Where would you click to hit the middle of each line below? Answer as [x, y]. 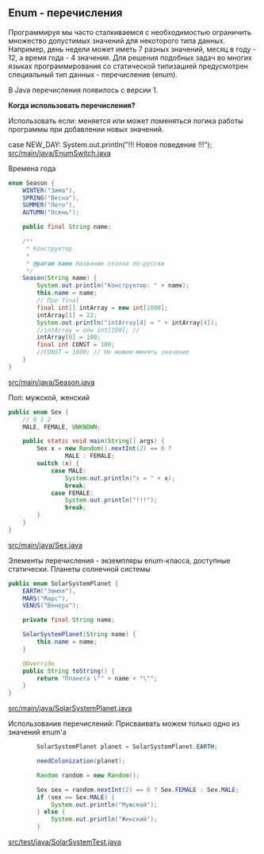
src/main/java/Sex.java [46, 545]
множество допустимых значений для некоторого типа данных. [117, 41]
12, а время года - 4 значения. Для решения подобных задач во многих [130, 57]
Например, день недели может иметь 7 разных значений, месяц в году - [132, 49]
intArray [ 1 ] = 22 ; [67, 315]
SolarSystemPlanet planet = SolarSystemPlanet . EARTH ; [127, 747]
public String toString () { [69, 671]
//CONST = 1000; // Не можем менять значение [113, 352]
